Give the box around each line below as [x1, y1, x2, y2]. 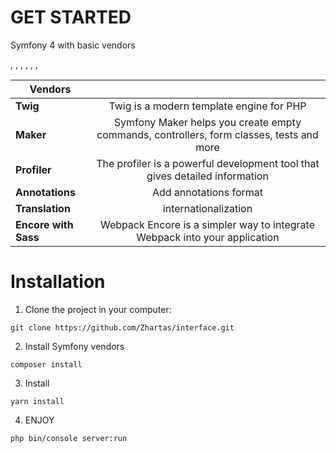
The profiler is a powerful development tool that [96, 156, 320, 170]
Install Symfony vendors [24, 340, 125, 352]
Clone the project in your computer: [24, 303, 172, 315]
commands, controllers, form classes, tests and [96, 127, 319, 141]
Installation [10, 271, 106, 293]
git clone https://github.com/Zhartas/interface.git [10, 322, 235, 333]
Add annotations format [151, 185, 264, 199]
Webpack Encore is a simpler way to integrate [99, 217, 315, 231]
